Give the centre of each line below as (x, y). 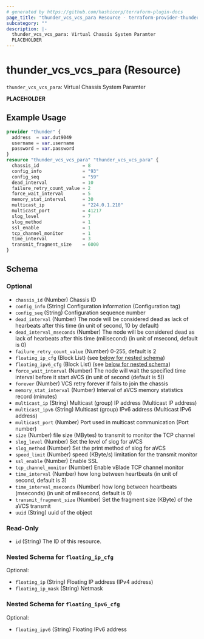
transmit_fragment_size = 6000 (55, 245)
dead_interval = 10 (53, 183)
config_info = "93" (55, 171)
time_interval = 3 (51, 239)
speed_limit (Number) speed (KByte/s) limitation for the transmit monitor (106, 454)
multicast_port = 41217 (57, 211)
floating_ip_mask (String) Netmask (59, 589)
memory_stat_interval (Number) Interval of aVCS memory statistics (99, 390)
